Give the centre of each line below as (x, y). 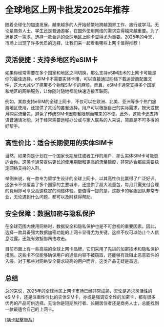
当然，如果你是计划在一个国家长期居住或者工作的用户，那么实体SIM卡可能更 (82, 155)
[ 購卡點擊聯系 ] (20, 320)
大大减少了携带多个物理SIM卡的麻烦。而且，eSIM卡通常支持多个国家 (87, 85)
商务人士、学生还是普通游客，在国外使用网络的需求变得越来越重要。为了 (86, 30)
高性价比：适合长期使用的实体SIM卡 (59, 143)
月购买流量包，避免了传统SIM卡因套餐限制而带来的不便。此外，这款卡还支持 (82, 114)
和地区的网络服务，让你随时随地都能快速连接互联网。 (59, 91)
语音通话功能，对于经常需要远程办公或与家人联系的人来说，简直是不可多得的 (82, 120)
